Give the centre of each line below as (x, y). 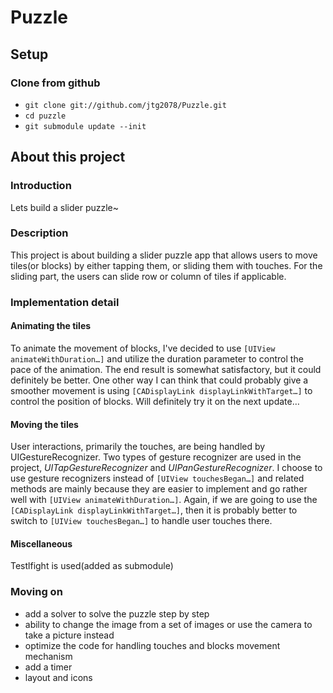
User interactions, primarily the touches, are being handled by (138, 447)
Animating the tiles (51, 326)
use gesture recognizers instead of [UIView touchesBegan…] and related (157, 478)
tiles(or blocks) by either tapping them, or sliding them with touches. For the (166, 265)
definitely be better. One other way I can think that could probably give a (159, 380)
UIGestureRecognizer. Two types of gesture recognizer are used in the (156, 457)
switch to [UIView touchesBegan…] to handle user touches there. (141, 521)
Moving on (36, 592)
